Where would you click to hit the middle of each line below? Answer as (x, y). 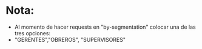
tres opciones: (32, 33)
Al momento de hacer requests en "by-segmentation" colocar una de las (105, 27)
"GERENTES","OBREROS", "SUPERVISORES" (70, 39)
